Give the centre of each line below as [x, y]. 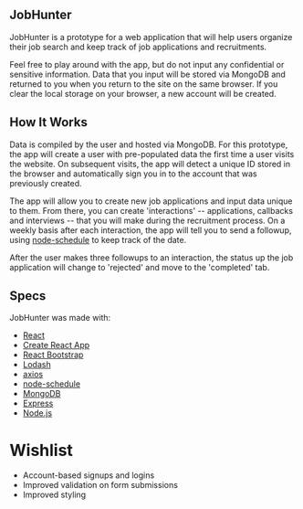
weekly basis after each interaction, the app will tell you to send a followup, [151, 230]
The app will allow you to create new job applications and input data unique [151, 201]
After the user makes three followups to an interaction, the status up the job [151, 257]
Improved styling [54, 495]
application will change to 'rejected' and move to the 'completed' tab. [140, 267]
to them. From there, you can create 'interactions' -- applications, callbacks [151, 210]
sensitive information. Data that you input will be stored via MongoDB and [147, 74]
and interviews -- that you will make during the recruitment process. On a [147, 220]
